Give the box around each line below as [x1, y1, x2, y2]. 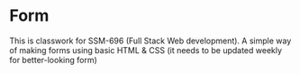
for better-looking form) [9, 54, 97, 65]
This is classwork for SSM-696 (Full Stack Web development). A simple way [9, 35, 292, 46]
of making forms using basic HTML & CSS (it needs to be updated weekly [9, 44, 282, 55]
